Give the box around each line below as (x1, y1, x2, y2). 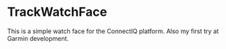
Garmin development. (7, 34, 69, 42)
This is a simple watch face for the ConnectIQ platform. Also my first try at (7, 27, 219, 35)
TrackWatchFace (7, 4, 107, 20)
